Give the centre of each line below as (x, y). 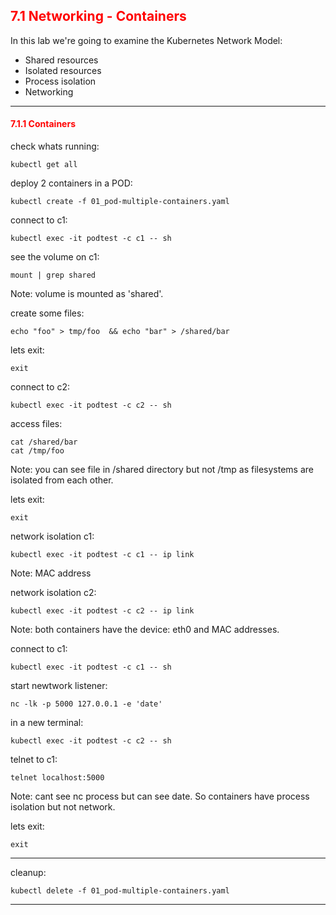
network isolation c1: (52, 536)
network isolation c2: (53, 593)
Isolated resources (63, 70)
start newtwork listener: (59, 686)
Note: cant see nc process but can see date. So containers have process (160, 796)
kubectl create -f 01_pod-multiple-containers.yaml (120, 202)
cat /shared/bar (44, 442)
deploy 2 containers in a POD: (71, 183)
